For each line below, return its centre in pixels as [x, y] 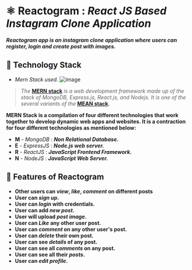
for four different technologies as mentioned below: [71, 128]
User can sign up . [37, 197]
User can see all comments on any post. [65, 248]
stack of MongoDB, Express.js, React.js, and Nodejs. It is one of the [103, 97]
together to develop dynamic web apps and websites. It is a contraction [96, 121]
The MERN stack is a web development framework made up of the [103, 91]
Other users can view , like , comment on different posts [84, 191]
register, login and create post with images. [61, 46]
